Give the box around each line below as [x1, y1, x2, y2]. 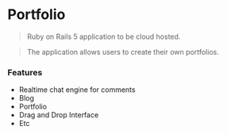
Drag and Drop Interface [18, 110, 99, 120]
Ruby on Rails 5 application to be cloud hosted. [26, 32, 181, 41]
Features [7, 67, 43, 78]
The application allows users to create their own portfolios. [26, 47, 219, 56]
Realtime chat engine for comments [18, 85, 136, 94]
